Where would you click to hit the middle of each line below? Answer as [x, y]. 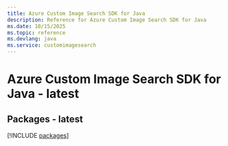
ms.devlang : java [32, 39]
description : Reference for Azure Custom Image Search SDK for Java [107, 20]
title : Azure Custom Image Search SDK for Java [76, 13]
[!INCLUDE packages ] [38, 135]
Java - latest [43, 94]
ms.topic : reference [37, 33]
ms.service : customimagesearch [52, 45]
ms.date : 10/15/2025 [37, 26]
